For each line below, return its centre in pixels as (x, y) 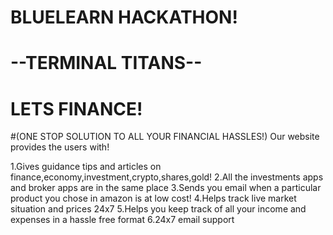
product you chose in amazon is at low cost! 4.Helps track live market (153, 198)
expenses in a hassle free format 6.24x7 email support (122, 220)
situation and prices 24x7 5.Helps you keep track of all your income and (158, 209)
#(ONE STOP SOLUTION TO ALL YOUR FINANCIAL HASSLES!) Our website (165, 137)
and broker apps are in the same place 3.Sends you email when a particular (166, 188)
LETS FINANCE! (76, 108)
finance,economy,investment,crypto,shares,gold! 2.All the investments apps (167, 177)
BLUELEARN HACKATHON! (124, 17)
